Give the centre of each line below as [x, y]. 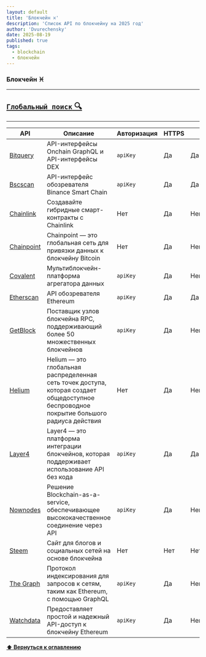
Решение [60, 487]
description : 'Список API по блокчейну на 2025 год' [75, 23]
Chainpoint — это [72, 235]
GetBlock [23, 330]
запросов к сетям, [74, 583]
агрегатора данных [75, 283]
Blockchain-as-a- [74, 494]
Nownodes [25, 510]
